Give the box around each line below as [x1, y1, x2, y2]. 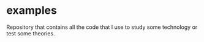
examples [6, 4, 57, 17]
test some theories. [6, 29, 55, 37]
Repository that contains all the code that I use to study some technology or [6, 23, 198, 31]
